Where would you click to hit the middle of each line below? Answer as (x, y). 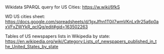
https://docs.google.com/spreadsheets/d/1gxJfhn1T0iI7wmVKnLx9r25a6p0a (82, 22)
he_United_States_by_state (32, 46)
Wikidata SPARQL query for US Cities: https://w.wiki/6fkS (62, 7)
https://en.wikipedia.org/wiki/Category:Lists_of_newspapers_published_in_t (81, 41)
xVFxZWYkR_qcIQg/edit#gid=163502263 (47, 27)
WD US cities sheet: (25, 16)
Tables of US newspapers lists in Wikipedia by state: (58, 36)
